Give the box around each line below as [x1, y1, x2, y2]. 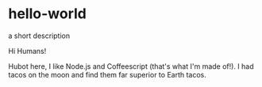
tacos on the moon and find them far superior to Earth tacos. [8, 70, 206, 79]
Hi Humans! [8, 46, 47, 55]
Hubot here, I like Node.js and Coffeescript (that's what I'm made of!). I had [8, 61, 254, 71]
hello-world [8, 5, 87, 23]
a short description [8, 31, 70, 40]
